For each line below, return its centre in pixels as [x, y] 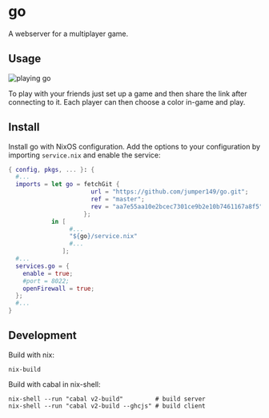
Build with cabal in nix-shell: [54, 384]
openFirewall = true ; [58, 289]
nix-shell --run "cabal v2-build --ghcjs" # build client [107, 406]
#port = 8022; [46, 281]
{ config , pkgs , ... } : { [51, 169]
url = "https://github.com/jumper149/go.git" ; [170, 192]
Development [43, 335]
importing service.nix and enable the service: [85, 155]
